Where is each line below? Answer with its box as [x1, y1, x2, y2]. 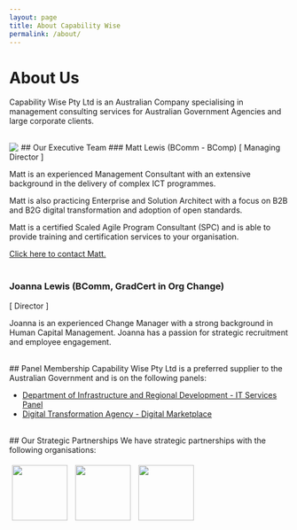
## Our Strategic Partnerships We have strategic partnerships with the [9, 435, 267, 446]
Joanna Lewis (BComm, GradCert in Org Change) [9, 280, 224, 292]
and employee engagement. [9, 336, 112, 347]
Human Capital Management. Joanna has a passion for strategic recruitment [9, 327, 288, 338]
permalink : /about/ [9, 29, 82, 38]
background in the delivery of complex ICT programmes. [9, 178, 216, 189]
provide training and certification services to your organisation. [9, 231, 239, 242]
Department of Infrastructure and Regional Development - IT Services [21, 389, 277, 400]
